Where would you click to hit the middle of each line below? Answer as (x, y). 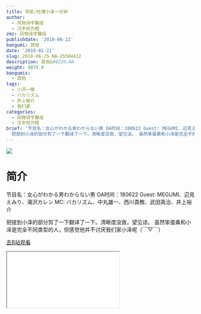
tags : (13, 84)
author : (16, 17)
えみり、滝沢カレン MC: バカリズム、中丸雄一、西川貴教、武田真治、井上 (97, 202)
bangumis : (19, 73)
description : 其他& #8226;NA (40, 62)
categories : (21, 112)
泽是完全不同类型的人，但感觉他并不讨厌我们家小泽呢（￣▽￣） (85, 229)
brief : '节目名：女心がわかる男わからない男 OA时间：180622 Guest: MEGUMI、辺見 (99, 129)
